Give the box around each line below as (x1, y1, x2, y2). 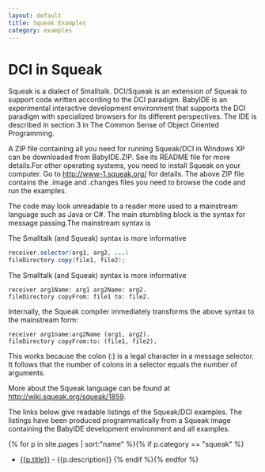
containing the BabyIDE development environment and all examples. (8, 424, 231, 434)
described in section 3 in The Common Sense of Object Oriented (8, 120, 220, 130)
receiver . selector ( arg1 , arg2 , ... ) (8, 249, 129, 257)
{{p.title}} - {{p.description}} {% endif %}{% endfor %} (19, 455, 199, 464)
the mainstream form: (8, 315, 79, 325)
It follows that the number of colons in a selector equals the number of (8, 360, 238, 369)
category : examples (8, 26, 73, 34)
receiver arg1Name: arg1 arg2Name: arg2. (8, 286, 147, 294)
